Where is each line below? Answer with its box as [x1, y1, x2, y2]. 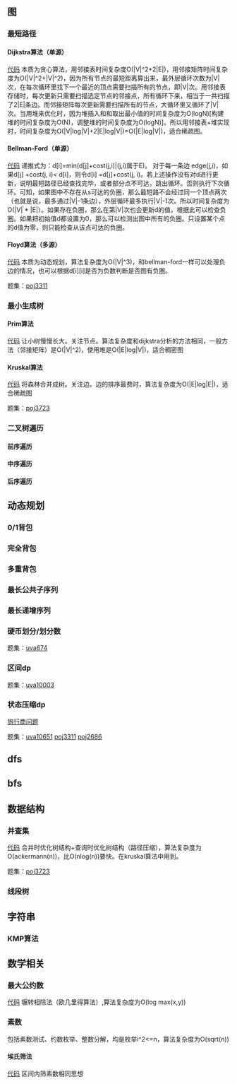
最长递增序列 [7, 606, 51, 615]
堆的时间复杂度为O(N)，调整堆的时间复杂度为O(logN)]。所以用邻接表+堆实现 [7, 118, 230, 126]
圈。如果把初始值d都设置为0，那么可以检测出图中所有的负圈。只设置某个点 [7, 214, 226, 223]
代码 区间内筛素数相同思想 [7, 1069, 83, 1078]
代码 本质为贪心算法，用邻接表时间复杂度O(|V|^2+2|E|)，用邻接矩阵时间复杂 [7, 65, 229, 73]
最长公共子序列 [7, 585, 59, 595]
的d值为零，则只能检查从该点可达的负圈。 [7, 223, 129, 231]
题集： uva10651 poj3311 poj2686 [7, 732, 102, 741]
